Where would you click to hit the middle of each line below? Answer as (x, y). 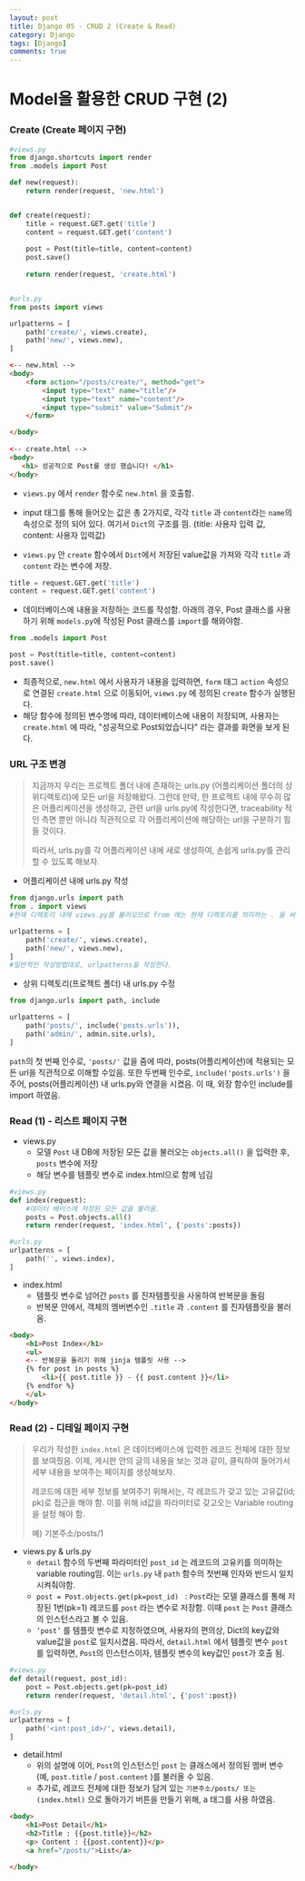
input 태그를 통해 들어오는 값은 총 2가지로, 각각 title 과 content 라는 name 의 (157, 512)
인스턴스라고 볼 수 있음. (87, 1619)
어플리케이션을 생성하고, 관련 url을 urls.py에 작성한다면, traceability (162, 808)
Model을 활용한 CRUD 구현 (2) (119, 99)
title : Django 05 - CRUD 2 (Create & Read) (93, 26)
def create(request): (50, 215)
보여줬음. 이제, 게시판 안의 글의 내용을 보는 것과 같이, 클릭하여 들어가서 (166, 1461)
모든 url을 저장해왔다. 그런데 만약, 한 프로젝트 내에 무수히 (182, 797)
